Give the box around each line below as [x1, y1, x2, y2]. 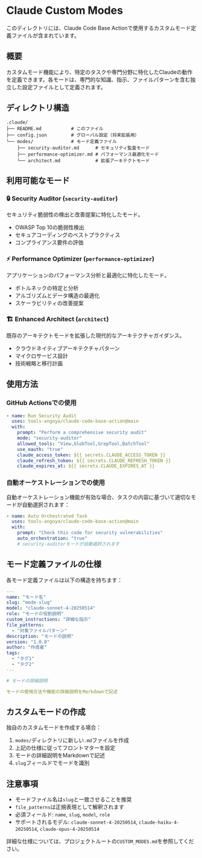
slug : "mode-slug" [6, 599, 52, 606]
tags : [6, 650, 20, 656]
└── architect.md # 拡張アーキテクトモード [17, 157, 150, 163]
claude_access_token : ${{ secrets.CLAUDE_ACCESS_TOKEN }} [17, 452, 166, 458]
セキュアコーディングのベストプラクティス [14, 232, 121, 239]
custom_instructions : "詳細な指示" [6, 616, 92, 623]
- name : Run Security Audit [6, 412, 77, 419]
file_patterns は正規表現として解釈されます [14, 803, 125, 811]
